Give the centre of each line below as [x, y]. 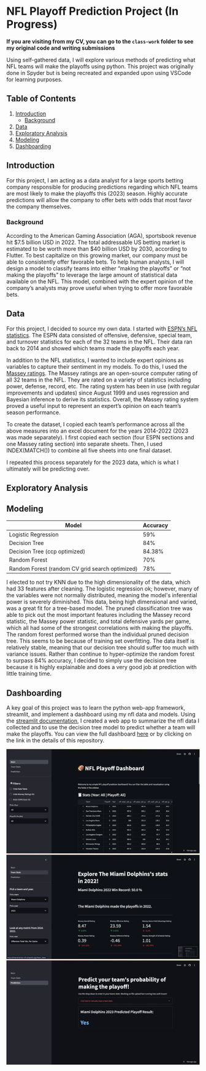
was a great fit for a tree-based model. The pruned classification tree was [100, 608]
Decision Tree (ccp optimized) [47, 552]
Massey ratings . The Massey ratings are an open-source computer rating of [102, 373]
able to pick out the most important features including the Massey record [98, 615]
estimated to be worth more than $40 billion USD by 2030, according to [97, 249]
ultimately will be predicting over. [48, 469]
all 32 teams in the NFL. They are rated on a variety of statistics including [99, 380]
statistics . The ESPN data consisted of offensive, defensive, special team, [99, 335]
